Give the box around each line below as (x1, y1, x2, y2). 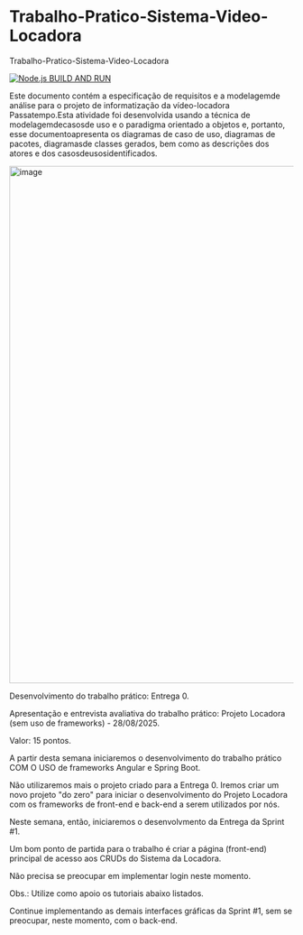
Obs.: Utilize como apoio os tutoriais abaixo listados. (9, 887, 205, 899)
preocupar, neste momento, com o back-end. (9, 914, 178, 926)
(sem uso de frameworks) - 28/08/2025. (9, 717, 161, 728)
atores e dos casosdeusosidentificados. (9, 147, 158, 159)
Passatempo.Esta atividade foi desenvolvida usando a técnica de (9, 109, 251, 120)
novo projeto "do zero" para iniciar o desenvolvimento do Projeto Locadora (9, 789, 289, 800)
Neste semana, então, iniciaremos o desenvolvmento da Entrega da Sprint (9, 816, 285, 827)
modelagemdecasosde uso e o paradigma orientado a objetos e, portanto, (9, 119, 286, 130)
